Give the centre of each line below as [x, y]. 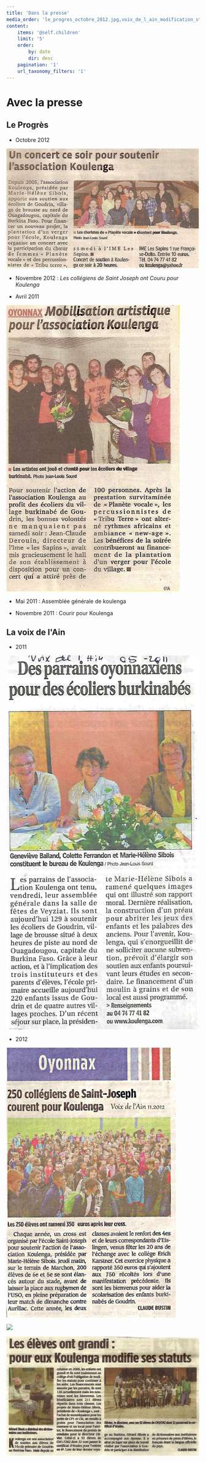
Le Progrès [28, 125]
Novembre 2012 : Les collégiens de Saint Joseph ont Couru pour [97, 278]
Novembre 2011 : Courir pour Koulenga [64, 613]
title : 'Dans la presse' [38, 13]
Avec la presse [44, 102]
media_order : [23, 19]
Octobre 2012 [32, 140]
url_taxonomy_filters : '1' [52, 71]
